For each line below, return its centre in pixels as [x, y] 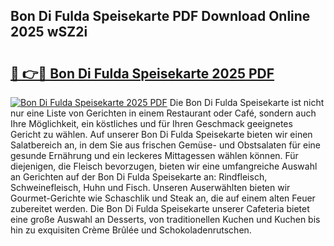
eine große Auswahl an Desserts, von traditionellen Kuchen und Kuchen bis [165, 219]
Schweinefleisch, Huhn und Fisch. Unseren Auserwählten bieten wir [150, 187]
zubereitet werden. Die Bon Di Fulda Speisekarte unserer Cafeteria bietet [160, 208]
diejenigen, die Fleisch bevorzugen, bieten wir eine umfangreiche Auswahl [164, 166]
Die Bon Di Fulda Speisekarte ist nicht [247, 102]
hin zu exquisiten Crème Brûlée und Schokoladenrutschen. [131, 230]
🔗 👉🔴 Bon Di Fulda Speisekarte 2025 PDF [142, 73]
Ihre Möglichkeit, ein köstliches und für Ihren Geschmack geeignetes [151, 123]
